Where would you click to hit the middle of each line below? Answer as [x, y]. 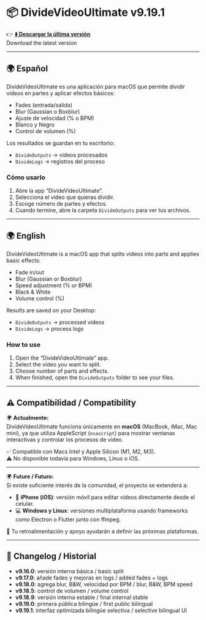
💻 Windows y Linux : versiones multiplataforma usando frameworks [101, 510]
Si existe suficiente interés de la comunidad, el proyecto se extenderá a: [97, 485]
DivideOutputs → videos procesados [61, 155]
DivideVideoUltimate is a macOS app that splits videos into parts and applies [103, 254]
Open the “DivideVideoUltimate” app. [62, 358]
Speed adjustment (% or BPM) [54, 285]
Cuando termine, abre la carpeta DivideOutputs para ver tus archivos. [103, 211]
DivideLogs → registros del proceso [60, 161]
